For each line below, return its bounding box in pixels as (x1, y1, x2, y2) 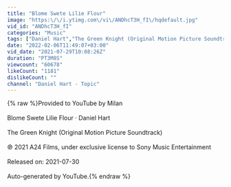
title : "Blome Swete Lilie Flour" (7, 10, 107, 17)
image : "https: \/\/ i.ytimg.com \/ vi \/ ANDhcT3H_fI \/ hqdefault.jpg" (7, 16, 198, 23)
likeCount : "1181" (7, 67, 60, 74)
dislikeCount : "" (7, 74, 57, 81)
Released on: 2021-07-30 (7, 157, 80, 166)
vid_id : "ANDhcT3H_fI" (7, 23, 72, 30)
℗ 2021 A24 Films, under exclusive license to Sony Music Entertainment (7, 143, 212, 151)
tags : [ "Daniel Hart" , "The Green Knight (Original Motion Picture (7, 36, 201, 43)
